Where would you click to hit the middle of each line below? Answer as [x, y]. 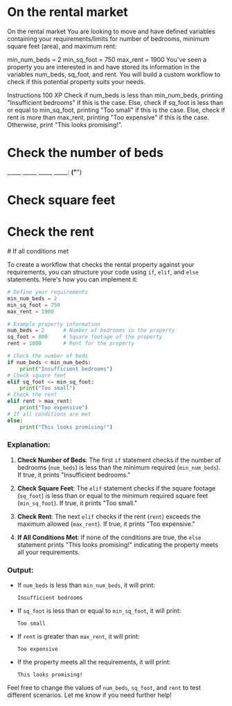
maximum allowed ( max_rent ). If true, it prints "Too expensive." [106, 524]
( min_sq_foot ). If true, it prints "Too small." [77, 503]
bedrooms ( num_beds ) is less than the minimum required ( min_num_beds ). [119, 467]
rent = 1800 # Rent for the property [71, 344]
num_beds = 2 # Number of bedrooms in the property [91, 331]
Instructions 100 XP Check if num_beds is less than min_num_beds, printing [115, 95]
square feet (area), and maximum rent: [62, 46]
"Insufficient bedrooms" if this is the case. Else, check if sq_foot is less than [115, 102]
